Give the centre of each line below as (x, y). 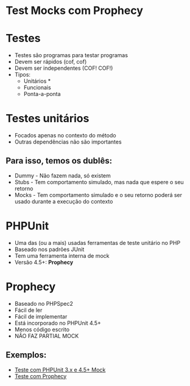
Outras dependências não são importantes (68, 142)
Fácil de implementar (41, 316)
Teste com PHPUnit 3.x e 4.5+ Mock (60, 370)
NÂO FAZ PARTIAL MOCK (47, 336)
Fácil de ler (28, 310)
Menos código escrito (42, 329)
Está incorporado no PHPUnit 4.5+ (58, 323)
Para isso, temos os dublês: (59, 161)
